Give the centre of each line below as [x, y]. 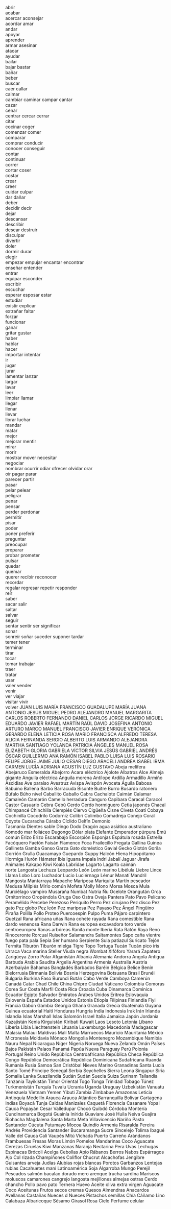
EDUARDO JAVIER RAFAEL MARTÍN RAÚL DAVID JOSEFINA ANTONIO [79, 723]
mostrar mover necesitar [31, 457]
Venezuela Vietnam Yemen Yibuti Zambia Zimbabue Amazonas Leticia [79, 1092]
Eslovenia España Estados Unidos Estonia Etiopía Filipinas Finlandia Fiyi [80, 1000]
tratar [11, 674]
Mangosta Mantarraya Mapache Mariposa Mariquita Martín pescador [78, 881]
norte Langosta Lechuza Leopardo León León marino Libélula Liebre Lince [83, 870]
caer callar [17, 89]
